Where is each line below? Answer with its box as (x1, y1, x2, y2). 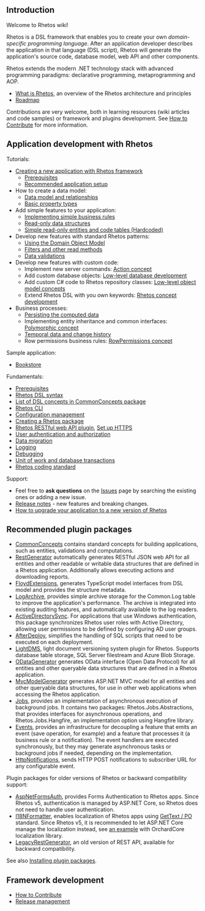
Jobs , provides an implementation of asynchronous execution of (15, 697, 178, 704)
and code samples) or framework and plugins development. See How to (6, 114, 188, 122)
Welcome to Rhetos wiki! (6, 21, 69, 28)
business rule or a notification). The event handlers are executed (15, 736, 179, 744)
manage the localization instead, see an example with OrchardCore (15, 826, 185, 833)
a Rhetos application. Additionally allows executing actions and (15, 567, 174, 574)
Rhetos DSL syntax (15, 391, 64, 398)
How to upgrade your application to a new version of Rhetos (15, 507, 167, 514)
